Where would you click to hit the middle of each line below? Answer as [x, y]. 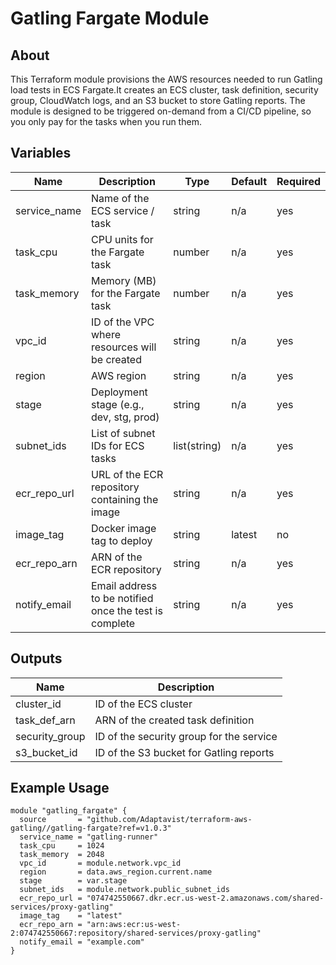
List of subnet [123, 433]
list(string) [197, 445]
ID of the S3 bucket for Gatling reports [184, 752]
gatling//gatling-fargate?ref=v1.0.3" [91, 828]
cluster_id [38, 704]
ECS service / [123, 210]
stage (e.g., [118, 404]
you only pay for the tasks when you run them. [106, 121]
